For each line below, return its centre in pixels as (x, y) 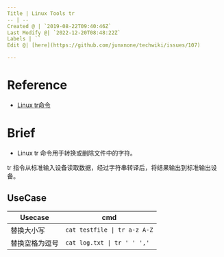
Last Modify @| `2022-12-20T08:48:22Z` (64, 33)
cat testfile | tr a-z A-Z (109, 230)
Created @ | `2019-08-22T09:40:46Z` (59, 26)
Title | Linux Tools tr (41, 13)
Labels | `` (24, 39)
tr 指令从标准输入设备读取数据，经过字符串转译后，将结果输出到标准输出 (109, 167)
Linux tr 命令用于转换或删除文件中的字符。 (77, 153)
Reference (37, 85)
